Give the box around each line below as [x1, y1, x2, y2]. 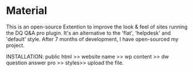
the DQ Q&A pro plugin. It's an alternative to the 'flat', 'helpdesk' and [6, 29, 171, 36]
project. [6, 42, 25, 49]
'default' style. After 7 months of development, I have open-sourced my [6, 35, 179, 42]
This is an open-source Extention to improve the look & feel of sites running [6, 23, 188, 30]
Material [6, 4, 47, 17]
